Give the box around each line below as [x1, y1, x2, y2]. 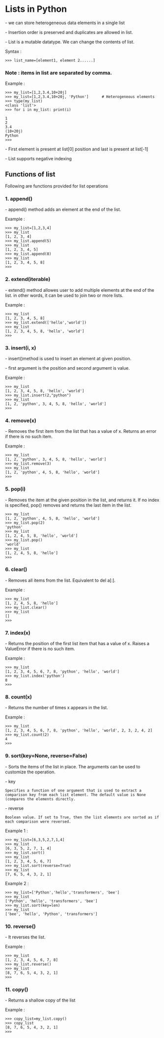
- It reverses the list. [5, 934, 46, 940]
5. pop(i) [5, 485, 26, 492]
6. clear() [5, 566, 27, 573]
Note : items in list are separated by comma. [5, 69, 112, 76]
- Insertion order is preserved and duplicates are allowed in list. [5, 29, 134, 35]
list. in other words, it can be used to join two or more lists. [5, 292, 124, 298]
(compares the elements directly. [5, 796, 76, 801]
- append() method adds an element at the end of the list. [5, 207, 121, 212]
